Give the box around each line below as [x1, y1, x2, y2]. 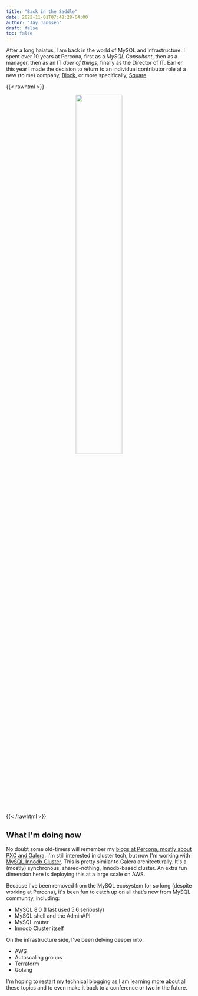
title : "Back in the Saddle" [6, 8, 78, 15]
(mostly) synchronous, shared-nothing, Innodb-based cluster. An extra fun [6, 864, 187, 871]
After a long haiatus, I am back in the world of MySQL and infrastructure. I [6, 47, 186, 54]
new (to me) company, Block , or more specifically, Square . [6, 72, 148, 79]
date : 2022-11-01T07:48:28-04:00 [6, 14, 88, 20]
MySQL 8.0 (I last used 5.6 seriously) [14, 906, 105, 913]
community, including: [6, 894, 60, 902]
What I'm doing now [6, 830, 81, 840]
